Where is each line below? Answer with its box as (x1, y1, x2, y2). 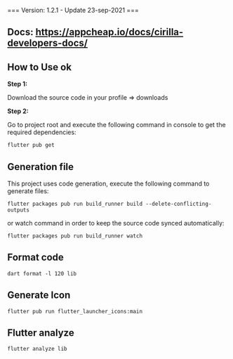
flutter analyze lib (7, 346, 68, 353)
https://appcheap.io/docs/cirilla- (35, 26, 184, 38)
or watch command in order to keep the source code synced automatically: (7, 219, 225, 228)
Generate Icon (7, 289, 71, 301)
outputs (7, 207, 30, 214)
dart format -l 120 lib (7, 270, 77, 277)
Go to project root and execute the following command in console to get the (7, 121, 226, 129)
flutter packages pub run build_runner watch (7, 233, 142, 240)
